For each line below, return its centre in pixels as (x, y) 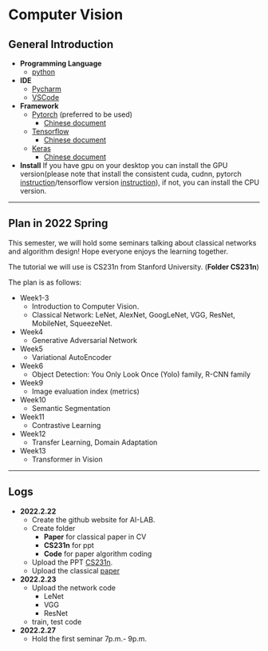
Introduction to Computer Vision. (85, 306)
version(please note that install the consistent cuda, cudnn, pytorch (130, 174)
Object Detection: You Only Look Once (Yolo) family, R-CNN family (141, 374)
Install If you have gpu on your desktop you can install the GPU (124, 165)
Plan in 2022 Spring (58, 224)
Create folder (53, 528)
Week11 (32, 417)
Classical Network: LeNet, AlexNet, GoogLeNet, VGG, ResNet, (133, 314)
